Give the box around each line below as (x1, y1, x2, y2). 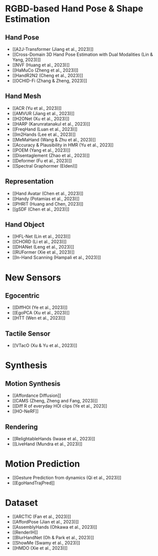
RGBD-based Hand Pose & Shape (5, 3, 143, 14)
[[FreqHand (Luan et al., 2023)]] (12, 126, 78, 132)
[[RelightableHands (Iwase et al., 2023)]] (12, 436, 95, 442)
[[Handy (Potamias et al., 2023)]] (12, 196, 80, 202)
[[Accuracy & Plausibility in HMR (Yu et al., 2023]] (12, 142, 114, 148)
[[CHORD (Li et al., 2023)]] (12, 239, 67, 245)
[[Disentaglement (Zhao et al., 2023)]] (12, 152, 90, 158)
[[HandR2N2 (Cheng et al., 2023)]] (12, 73, 83, 78)
